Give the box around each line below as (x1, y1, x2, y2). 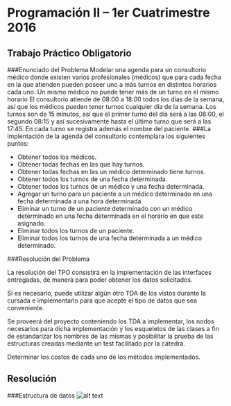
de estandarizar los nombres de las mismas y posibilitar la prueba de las (7, 332, 214, 340)
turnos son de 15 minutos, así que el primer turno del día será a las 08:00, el (7, 110, 224, 118)
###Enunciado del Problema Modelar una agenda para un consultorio (7, 66, 207, 74)
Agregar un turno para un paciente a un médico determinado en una (17, 189, 213, 198)
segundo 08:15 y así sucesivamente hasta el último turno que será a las (7, 117, 212, 126)
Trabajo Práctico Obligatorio (7, 47, 132, 59)
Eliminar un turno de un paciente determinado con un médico (17, 205, 193, 212)
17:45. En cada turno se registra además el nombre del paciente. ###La (7, 125, 212, 133)
